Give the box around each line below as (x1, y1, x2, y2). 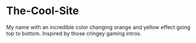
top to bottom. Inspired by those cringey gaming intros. (6, 29, 142, 37)
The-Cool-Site (6, 4, 79, 18)
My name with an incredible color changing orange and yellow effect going (6, 24, 191, 31)
